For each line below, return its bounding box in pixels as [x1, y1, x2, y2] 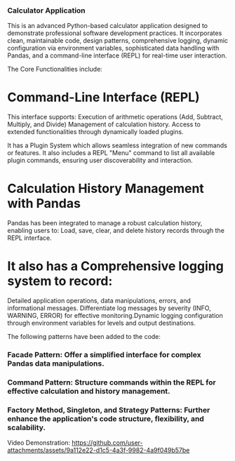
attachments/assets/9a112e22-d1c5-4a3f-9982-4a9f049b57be [7, 446, 190, 455]
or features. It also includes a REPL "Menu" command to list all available [7, 149, 215, 157]
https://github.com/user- [72, 439, 143, 447]
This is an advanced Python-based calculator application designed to [7, 22, 208, 30]
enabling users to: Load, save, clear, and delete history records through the [7, 227, 224, 235]
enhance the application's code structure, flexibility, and [7, 413, 205, 423]
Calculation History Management [7, 181, 205, 196]
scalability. [7, 422, 46, 432]
